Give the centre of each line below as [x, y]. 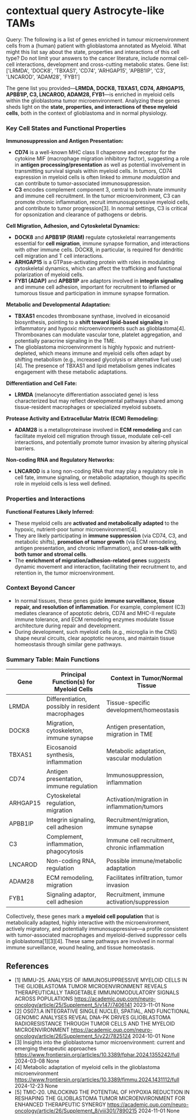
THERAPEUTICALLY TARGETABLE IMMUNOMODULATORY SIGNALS [97, 992]
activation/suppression [137, 902]
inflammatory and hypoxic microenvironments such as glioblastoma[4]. [100, 329]
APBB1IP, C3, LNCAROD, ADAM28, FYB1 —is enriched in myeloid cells [90, 94]
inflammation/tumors [134, 807]
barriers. [25, 449]
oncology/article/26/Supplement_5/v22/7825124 [73, 1036]
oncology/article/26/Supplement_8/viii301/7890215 [76, 1111]
